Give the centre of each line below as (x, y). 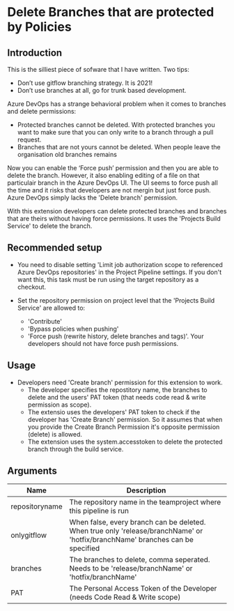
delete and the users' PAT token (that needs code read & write (117, 397)
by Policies (39, 27)
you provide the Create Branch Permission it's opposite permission (124, 427)
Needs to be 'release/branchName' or (131, 568)
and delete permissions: (42, 111)
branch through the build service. (76, 449)
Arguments (32, 471)
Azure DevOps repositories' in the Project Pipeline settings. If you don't (119, 272)
